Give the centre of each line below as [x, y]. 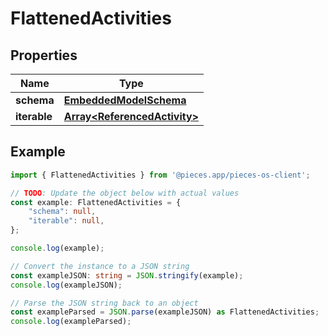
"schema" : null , [62, 212]
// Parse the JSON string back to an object [104, 303]
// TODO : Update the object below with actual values [125, 193]
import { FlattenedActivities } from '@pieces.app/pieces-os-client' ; [160, 175]
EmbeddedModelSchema [125, 100]
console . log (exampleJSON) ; [66, 285]
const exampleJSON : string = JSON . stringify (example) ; [127, 275]
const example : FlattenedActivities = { [96, 202]
